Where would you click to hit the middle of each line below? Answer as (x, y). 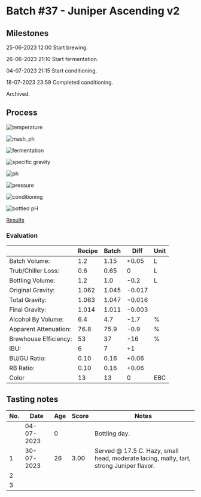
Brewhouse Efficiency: (41, 339)
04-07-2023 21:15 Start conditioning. (52, 71)
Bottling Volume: (32, 281)
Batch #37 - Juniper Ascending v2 (93, 11)
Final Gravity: (28, 310)
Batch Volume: (30, 261)
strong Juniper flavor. (125, 465)
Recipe (88, 251)
